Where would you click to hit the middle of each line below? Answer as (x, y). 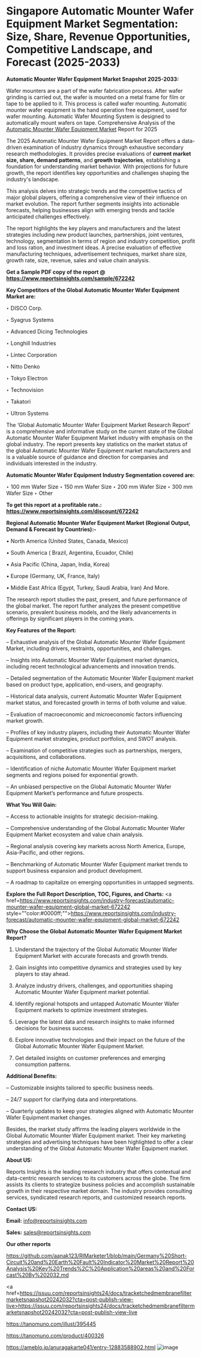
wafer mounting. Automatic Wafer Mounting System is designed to (88, 116)
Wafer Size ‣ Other (29, 493)
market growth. (25, 720)
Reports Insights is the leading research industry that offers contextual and (98, 1171)
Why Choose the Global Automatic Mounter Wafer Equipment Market (94, 931)
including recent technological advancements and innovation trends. (91, 666)
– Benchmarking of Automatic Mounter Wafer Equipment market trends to (97, 864)
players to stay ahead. (42, 974)
